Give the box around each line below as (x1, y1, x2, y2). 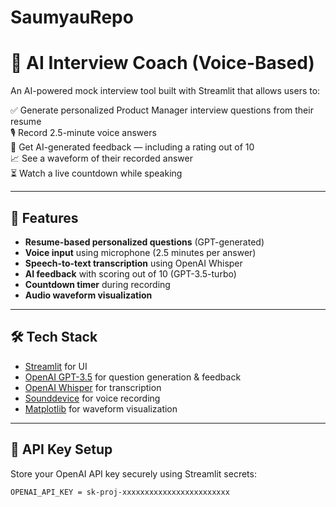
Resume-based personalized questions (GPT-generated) (24, 236, 265, 248)
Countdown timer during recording (24, 278, 171, 290)
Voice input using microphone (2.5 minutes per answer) (24, 246, 257, 258)
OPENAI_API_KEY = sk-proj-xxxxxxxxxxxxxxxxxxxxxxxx (10, 487, 230, 497)
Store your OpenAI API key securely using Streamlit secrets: (10, 467, 257, 480)
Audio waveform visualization (24, 289, 153, 301)
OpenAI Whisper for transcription (24, 381, 162, 393)
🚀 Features (10, 209, 79, 226)
